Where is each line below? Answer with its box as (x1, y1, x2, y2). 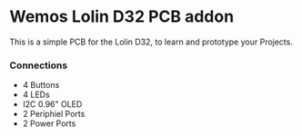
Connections (9, 59, 68, 72)
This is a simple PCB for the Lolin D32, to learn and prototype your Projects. (9, 36, 293, 47)
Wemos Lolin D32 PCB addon (9, 6, 235, 27)
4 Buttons (22, 80, 60, 91)
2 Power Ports (22, 118, 76, 129)
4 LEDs (22, 89, 50, 101)
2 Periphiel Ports (22, 109, 86, 120)
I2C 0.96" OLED (22, 99, 83, 110)
